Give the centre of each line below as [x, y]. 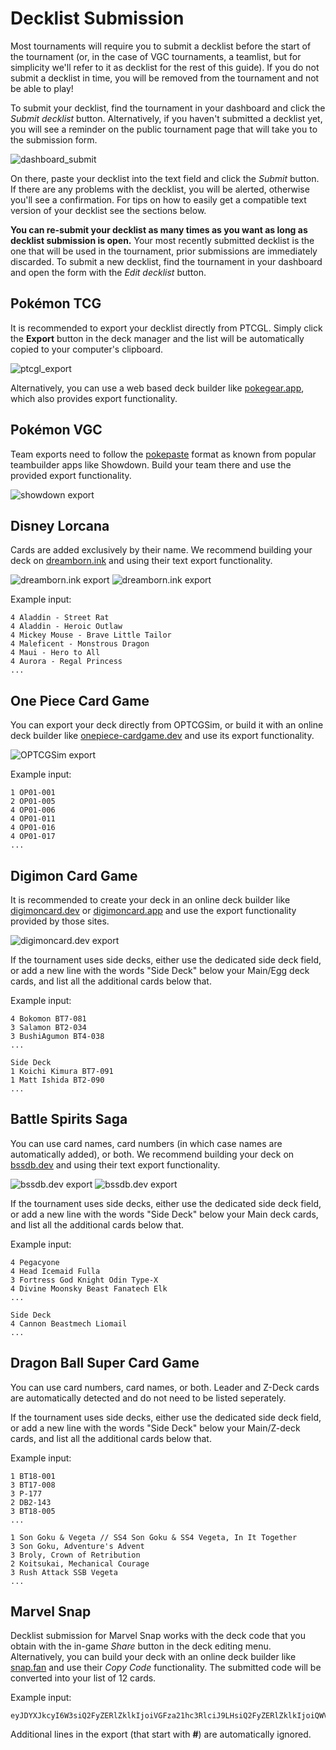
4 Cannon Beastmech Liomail [69, 1323]
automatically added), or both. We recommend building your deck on [152, 1154]
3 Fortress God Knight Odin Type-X [84, 1280]
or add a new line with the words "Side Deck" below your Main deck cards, [164, 1214]
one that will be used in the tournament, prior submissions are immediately [164, 251]
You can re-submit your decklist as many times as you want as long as [159, 229]
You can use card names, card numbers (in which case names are [146, 1143]
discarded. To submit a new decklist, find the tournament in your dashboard [166, 261]
